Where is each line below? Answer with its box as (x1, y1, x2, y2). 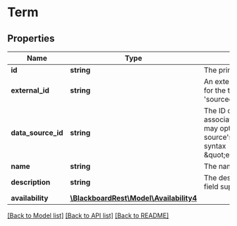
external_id (11, 85, 49, 95)
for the (203, 85, 226, 95)
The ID (203, 106, 226, 115)
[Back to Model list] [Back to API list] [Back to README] (7, 211, 169, 220)
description (11, 177, 51, 187)
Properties (7, 32, 55, 44)
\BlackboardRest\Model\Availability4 (70, 194, 197, 203)
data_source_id (11, 128, 63, 138)
